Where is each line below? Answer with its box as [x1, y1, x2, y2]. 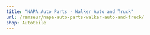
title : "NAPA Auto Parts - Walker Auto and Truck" [6, 8, 134, 15]
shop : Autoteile [6, 20, 46, 26]
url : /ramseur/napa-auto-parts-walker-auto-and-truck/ [6, 14, 145, 20]
